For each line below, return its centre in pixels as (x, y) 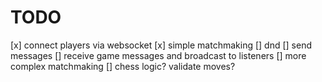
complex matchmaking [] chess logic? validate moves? (123, 66)
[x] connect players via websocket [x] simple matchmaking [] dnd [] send (161, 45)
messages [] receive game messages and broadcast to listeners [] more (158, 55)
